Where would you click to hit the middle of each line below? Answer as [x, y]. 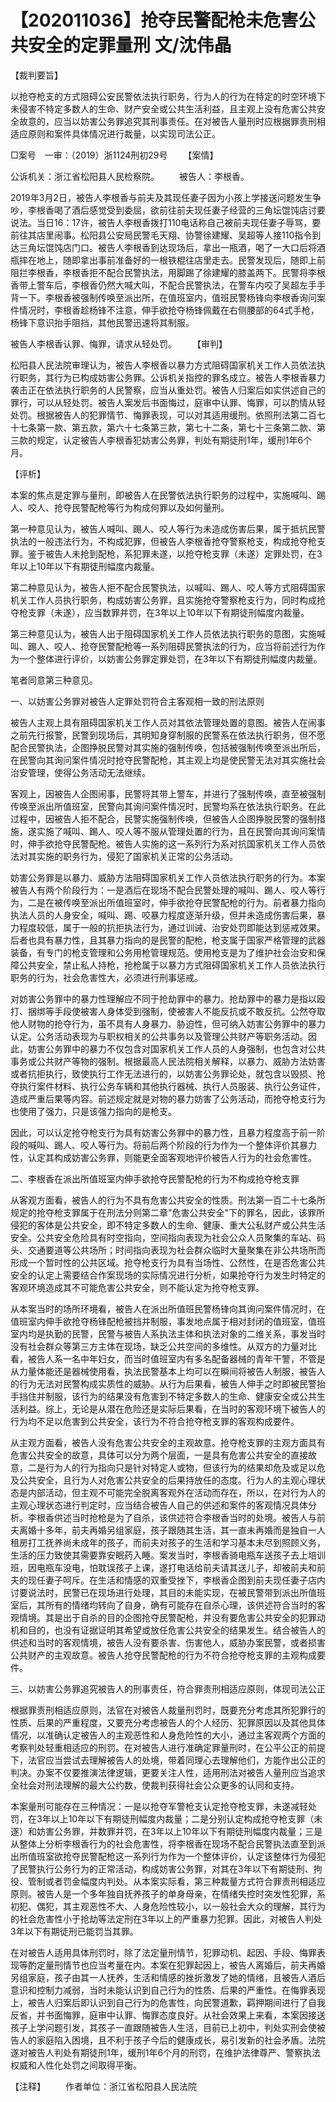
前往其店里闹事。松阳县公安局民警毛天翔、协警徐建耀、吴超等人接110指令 [161, 235]
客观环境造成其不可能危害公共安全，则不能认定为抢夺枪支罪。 [137, 1287]
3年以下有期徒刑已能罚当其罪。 [74, 1931]
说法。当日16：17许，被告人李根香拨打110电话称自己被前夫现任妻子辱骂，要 [166, 222]
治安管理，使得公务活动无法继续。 [80, 772]
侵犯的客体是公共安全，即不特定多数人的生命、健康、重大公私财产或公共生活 [168, 1225]
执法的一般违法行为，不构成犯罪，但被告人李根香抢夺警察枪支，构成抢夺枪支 [168, 541]
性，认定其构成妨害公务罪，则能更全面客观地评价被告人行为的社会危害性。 [163, 1157]
